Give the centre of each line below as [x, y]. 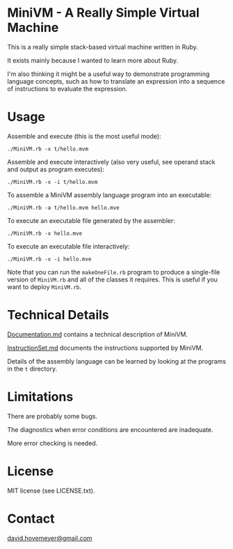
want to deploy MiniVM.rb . [44, 286]
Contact [31, 519]
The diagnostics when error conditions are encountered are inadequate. [110, 429]
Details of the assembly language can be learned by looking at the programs [116, 361]
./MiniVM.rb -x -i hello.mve [49, 259]
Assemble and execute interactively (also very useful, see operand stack [111, 162]
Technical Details [58, 315]
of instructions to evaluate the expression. [67, 88]
